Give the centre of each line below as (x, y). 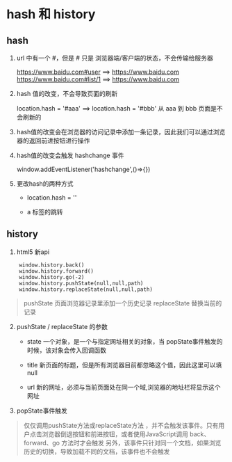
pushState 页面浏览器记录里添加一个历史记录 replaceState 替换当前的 (123, 303)
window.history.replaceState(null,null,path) (86, 289)
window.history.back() (52, 265)
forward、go (42, 443)
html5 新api (33, 252)
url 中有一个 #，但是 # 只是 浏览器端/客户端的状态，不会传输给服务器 (115, 58)
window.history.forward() (57, 271)
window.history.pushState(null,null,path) (81, 283)
